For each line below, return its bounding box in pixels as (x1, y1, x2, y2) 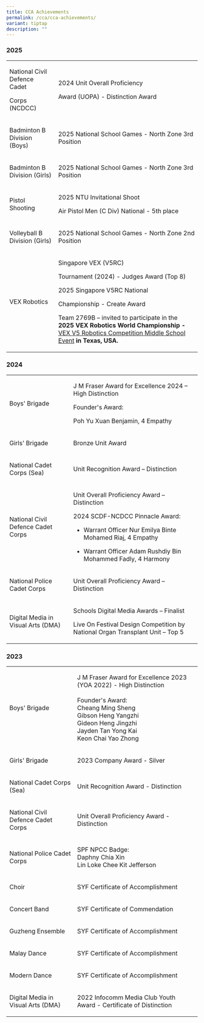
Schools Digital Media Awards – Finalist (73, 606, 185, 615)
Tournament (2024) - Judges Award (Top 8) (58, 272, 186, 280)
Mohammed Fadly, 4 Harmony (83, 554, 170, 563)
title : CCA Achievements (6, 9, 69, 15)
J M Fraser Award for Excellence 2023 (76, 673, 187, 682)
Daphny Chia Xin (76, 853, 125, 861)
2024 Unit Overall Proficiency (58, 79, 143, 87)
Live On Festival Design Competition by (73, 620, 185, 629)
